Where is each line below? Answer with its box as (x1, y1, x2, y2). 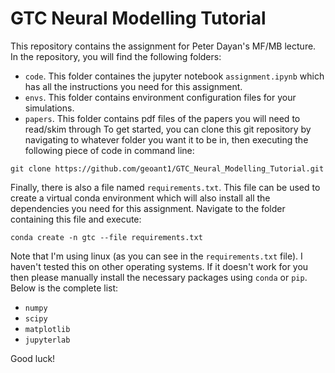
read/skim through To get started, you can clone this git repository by (24, 123, 312, 135)
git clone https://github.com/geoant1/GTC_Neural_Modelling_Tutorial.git (10, 163, 325, 174)
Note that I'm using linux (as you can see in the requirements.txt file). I (10, 250, 303, 262)
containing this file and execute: (10, 213, 142, 225)
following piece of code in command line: (24, 144, 195, 156)
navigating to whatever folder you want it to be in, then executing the (24, 133, 309, 146)
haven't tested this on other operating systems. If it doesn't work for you (10, 260, 309, 272)
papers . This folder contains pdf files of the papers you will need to (24, 112, 301, 124)
